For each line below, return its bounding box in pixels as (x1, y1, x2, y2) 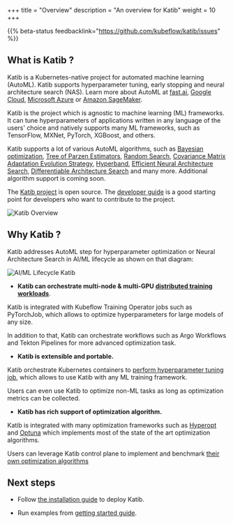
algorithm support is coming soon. (7, 174, 106, 182)
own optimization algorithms (7, 456, 89, 465)
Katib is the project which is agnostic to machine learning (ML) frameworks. (7, 108, 225, 117)
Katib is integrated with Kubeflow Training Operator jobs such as (7, 303, 193, 311)
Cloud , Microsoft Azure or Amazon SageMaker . (7, 95, 143, 103)
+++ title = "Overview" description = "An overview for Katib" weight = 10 (7, 6, 216, 14)
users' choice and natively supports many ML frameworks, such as (7, 123, 200, 132)
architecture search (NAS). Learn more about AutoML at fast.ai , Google (7, 87, 211, 96)
